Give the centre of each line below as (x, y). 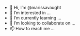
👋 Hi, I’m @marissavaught (35, 8)
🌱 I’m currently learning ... (35, 18)
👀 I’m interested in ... (30, 13)
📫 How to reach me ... (32, 28)
